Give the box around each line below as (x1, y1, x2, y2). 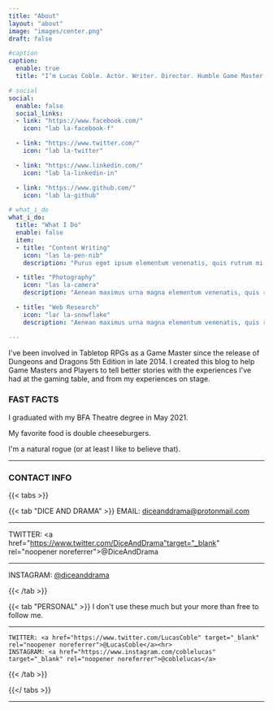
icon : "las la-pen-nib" (23, 251, 104, 259)
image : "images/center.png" (8, 27, 104, 35)
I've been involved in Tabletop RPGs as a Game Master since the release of (8, 347, 260, 358)
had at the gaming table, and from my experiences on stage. (8, 373, 211, 383)
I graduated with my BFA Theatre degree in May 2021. (8, 412, 188, 422)
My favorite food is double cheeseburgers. (8, 428, 152, 438)
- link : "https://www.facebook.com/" (15, 117, 144, 125)
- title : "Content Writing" (15, 243, 111, 252)
